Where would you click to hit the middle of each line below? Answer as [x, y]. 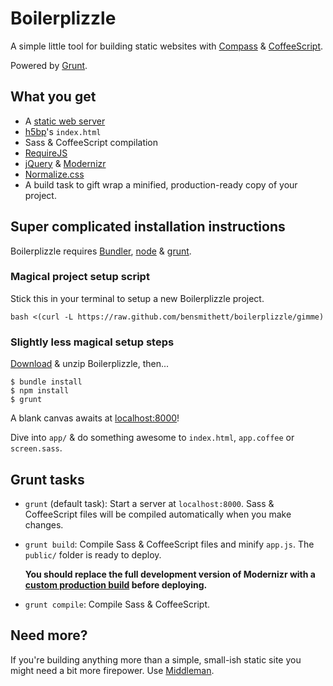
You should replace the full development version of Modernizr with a [170, 574]
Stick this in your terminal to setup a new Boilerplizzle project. [137, 298]
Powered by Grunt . [49, 65]
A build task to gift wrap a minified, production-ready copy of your [161, 184]
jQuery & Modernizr [65, 163]
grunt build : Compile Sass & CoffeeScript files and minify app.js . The [169, 544]
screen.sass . [36, 448]
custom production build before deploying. [116, 584]
